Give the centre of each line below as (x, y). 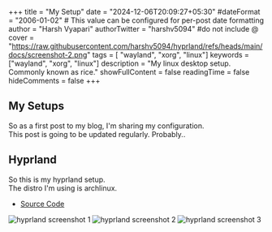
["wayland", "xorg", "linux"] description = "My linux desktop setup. (120, 63)
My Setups (37, 106)
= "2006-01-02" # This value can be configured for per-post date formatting (136, 20)
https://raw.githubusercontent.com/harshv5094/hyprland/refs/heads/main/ (137, 46)
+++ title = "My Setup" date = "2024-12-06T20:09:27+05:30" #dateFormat (134, 12)
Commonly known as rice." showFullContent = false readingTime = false (129, 72)
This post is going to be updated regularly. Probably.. (97, 134)
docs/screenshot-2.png (48, 55)
